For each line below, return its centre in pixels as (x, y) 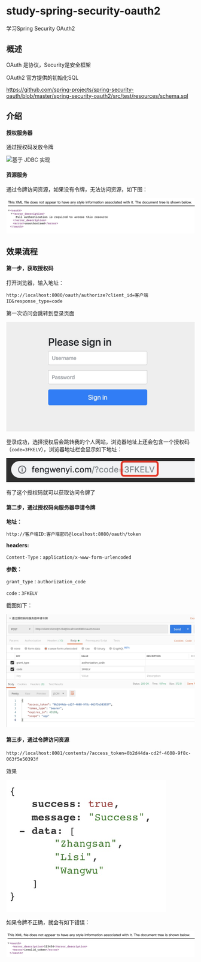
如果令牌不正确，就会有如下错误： (48, 922)
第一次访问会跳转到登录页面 (40, 313)
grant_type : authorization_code (46, 582)
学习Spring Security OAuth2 (41, 28)
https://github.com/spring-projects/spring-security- (70, 89)
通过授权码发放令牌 (30, 147)
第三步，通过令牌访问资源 (38, 739)
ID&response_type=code (34, 301)
